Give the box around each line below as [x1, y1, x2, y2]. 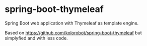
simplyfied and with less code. [5, 35, 68, 41]
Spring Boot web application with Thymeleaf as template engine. [5, 20, 139, 26]
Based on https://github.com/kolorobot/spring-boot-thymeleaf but [5, 29, 142, 35]
